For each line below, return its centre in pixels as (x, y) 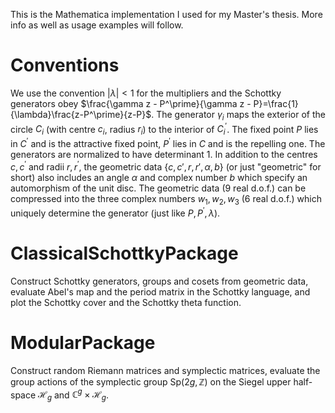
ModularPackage (83, 343)
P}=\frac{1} (276, 103)
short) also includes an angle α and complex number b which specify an (159, 177)
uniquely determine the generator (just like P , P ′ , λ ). (115, 212)
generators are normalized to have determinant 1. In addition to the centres (164, 154)
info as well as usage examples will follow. (97, 25)
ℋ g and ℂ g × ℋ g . (73, 395)
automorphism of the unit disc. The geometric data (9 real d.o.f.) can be (158, 188)
